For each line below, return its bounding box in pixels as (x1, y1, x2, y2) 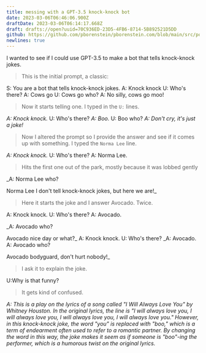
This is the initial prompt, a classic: (21, 73, 109, 80)
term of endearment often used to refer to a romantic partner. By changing (6, 327, 196, 334)
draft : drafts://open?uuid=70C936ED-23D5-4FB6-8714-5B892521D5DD (6, 26, 177, 32)
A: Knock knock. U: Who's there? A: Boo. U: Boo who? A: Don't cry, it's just (6, 115, 196, 122)
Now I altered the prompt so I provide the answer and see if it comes (21, 133, 195, 140)
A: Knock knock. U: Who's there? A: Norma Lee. (6, 151, 128, 159)
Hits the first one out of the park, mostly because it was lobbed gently (21, 164, 198, 170)
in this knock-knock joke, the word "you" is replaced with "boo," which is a (6, 320, 196, 327)
